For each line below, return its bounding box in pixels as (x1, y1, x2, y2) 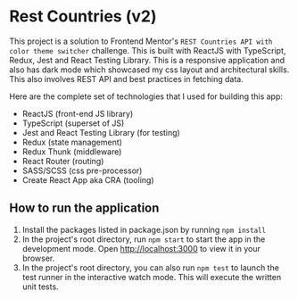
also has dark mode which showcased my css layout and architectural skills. (9, 64, 290, 75)
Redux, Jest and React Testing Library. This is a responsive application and (9, 54, 286, 65)
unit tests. (21, 281, 60, 292)
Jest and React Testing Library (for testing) (21, 127, 180, 137)
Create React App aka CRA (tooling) (21, 174, 154, 185)
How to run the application (9, 201, 160, 216)
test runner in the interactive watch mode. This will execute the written (21, 271, 282, 282)
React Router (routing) (21, 155, 104, 166)
